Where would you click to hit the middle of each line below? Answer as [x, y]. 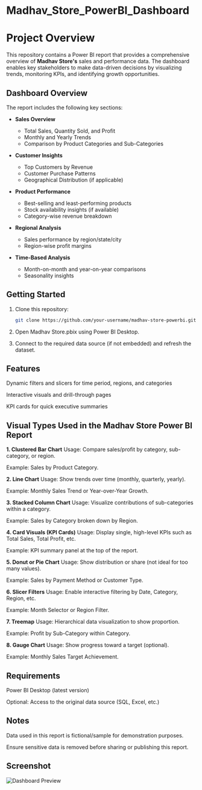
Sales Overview [35, 119]
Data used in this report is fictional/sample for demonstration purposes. [95, 735]
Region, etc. [21, 598]
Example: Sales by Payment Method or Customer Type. [75, 580]
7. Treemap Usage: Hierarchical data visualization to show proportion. [93, 622]
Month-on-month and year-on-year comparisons [85, 269]
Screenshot [29, 766]
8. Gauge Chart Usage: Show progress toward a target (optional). [88, 645]
